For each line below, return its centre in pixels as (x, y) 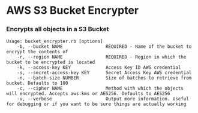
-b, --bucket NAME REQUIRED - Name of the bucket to (104, 47)
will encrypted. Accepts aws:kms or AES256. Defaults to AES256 (88, 94)
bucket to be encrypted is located (51, 62)
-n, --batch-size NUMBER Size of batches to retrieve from (104, 78)
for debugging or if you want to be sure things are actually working (96, 104)
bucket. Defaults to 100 (37, 83)
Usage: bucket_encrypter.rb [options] (55, 42)
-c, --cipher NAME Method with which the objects (100, 88)
